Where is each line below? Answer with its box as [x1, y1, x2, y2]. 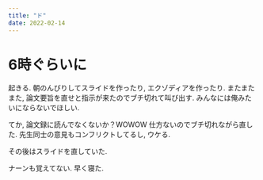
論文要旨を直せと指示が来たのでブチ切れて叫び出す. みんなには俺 [25, 93, 238, 103]
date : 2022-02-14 [8, 19, 66, 27]
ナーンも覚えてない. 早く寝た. [8, 163, 105, 173]
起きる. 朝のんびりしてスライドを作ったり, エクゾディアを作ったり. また [8, 83, 242, 93]
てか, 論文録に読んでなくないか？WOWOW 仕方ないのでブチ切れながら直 [8, 120, 247, 129]
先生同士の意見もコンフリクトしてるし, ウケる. [18, 130, 171, 140]
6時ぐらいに [8, 56, 87, 74]
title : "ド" [8, 11, 47, 20]
